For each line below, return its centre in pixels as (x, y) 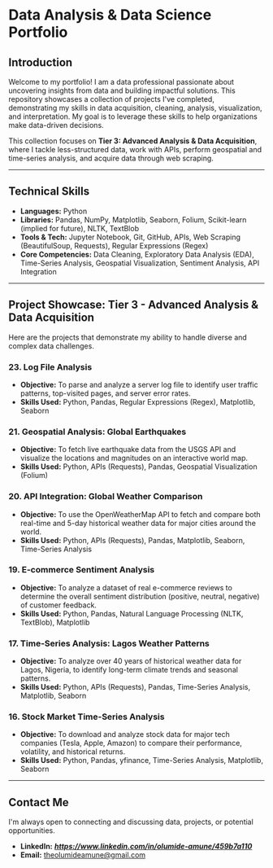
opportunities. (32, 831)
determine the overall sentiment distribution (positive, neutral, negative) (140, 596)
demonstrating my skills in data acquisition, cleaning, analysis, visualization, (135, 108)
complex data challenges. (52, 346)
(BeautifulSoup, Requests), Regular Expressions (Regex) (114, 245)
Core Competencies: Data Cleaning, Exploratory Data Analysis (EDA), (137, 254)
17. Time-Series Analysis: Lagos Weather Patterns (109, 643)
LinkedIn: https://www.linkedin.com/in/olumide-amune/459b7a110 (136, 846)
